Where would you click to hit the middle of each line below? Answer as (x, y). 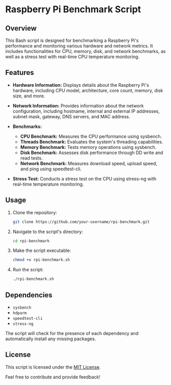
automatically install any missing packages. (51, 339)
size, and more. (29, 96)
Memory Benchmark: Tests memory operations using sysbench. (88, 147)
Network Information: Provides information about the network (78, 106)
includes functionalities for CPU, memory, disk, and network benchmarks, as (85, 51)
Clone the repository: (35, 212)
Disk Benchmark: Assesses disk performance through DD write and (92, 152)
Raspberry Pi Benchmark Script (73, 9)
